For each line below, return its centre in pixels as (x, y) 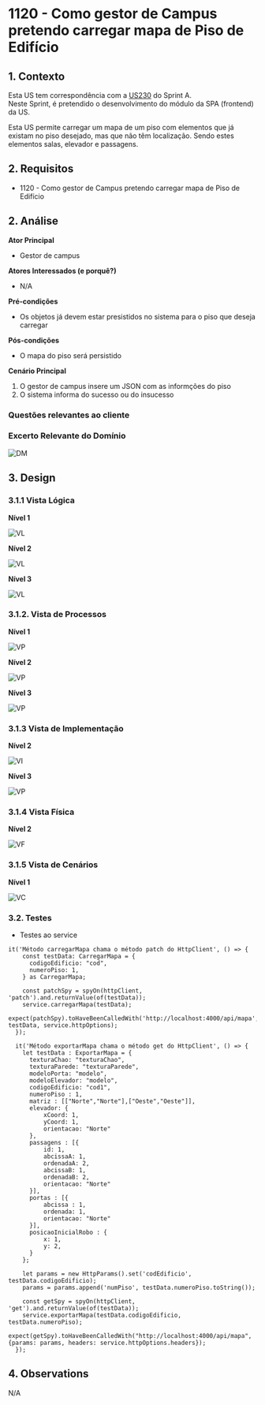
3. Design (32, 478)
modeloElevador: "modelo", (73, 1081)
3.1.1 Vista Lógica (41, 500)
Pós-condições (34, 340)
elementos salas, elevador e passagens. (73, 144)
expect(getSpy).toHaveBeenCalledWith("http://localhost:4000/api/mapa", (130, 1336)
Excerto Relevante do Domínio (67, 436)
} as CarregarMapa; (54, 977)
